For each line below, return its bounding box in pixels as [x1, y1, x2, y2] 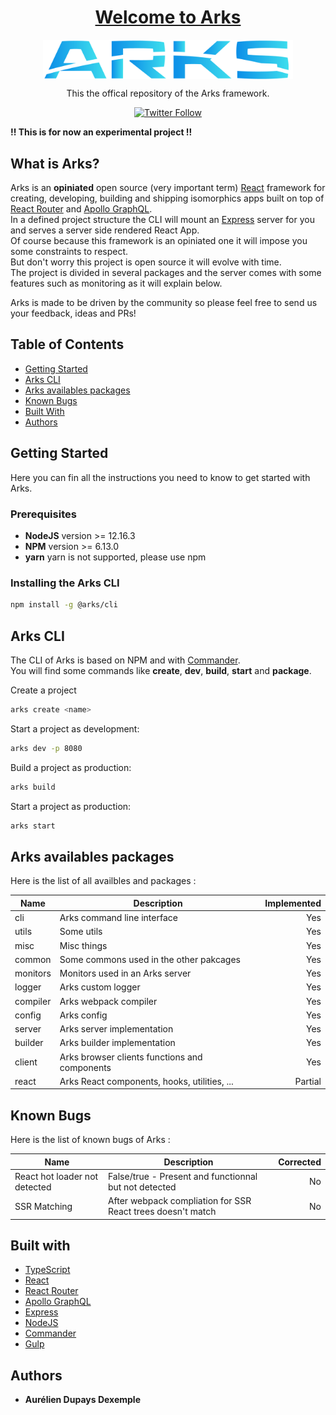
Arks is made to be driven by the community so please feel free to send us [10, 297, 318, 309]
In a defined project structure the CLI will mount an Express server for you [10, 214, 315, 226]
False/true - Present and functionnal [107, 1170, 258, 1182]
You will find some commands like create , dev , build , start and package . [10, 664, 312, 676]
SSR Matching [14, 1200, 73, 1212]
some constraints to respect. [10, 246, 129, 258]
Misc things [59, 939, 108, 951]
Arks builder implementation [59, 1037, 176, 1049]
